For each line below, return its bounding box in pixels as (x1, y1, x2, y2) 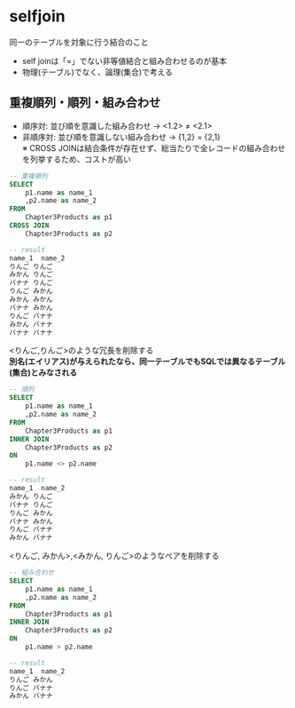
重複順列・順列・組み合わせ (9, 95, 161, 110)
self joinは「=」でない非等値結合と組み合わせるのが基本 (21, 55, 228, 66)
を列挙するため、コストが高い (21, 154, 131, 164)
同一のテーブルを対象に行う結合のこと (9, 36, 149, 47)
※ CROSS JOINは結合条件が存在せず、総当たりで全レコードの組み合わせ (21, 142, 286, 153)
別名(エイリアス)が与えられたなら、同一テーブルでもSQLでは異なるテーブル (9, 356, 286, 367)
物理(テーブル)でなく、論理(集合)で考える (21, 67, 173, 77)
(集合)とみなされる (9, 367, 78, 378)
